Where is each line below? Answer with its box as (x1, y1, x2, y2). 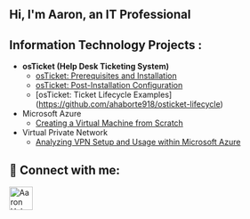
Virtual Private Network (21, 127, 109, 138)
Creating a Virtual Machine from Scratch (35, 118, 184, 128)
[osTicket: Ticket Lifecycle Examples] (35, 89, 173, 101)
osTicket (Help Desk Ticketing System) (21, 61, 170, 72)
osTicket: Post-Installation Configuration (35, 80, 183, 91)
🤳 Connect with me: (9, 162, 120, 177)
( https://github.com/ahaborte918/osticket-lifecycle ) (35, 99, 224, 109)
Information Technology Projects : (9, 37, 203, 53)
